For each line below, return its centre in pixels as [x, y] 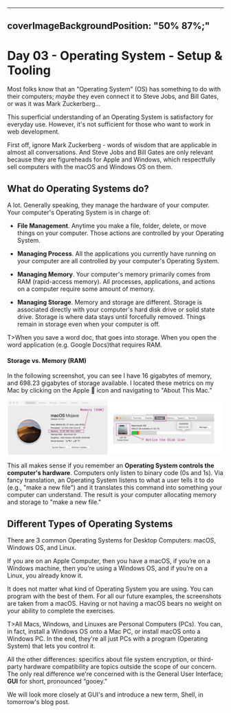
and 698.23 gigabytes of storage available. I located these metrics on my [111, 383]
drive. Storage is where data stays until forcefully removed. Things [111, 317]
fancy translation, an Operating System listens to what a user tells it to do [111, 480]
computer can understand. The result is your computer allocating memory [112, 495]
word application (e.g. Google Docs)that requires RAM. [85, 345]
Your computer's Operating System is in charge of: [79, 212]
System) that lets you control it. [51, 646]
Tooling [29, 70]
